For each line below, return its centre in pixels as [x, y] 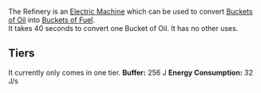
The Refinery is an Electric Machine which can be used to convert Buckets [130, 12]
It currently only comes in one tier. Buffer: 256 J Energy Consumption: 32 [131, 72]
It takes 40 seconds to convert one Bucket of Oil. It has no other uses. [123, 28]
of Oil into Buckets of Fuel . [52, 20]
